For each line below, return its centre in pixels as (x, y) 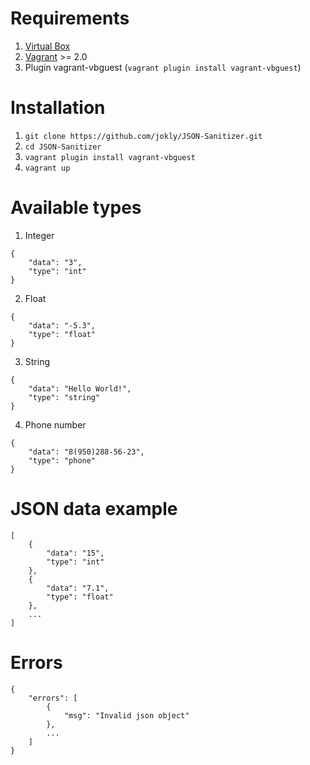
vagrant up (47, 168)
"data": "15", (75, 553)
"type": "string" (64, 397)
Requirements (70, 18)
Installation (58, 108)
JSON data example (94, 509)
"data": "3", (55, 262)
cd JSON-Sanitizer (63, 147)
